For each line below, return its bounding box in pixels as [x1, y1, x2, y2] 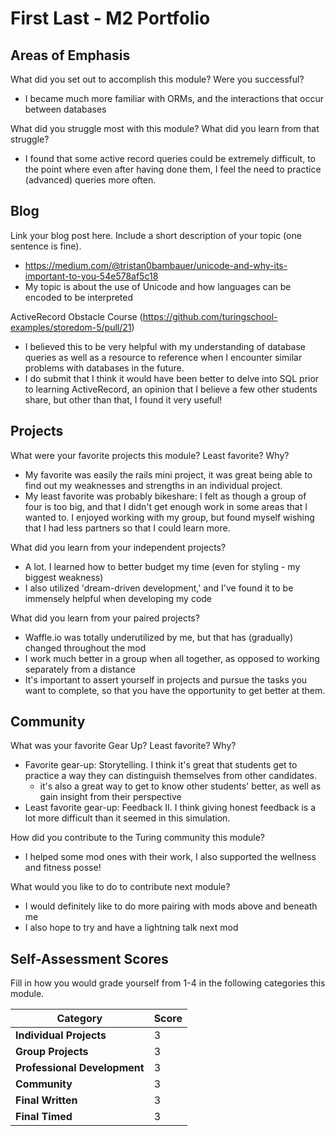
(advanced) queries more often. [24, 174, 157, 186]
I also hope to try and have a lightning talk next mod [24, 922, 239, 934]
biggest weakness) [24, 571, 104, 583]
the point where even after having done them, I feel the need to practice [24, 163, 322, 175]
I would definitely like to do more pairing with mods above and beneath [24, 900, 318, 912]
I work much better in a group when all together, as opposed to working [24, 652, 320, 664]
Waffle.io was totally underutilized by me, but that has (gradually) [24, 631, 294, 643]
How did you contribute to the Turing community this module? [10, 832, 265, 844]
